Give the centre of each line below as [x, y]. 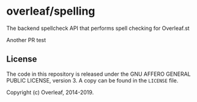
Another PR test [26, 40]
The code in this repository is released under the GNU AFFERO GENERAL [98, 74]
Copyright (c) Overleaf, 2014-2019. [50, 92]
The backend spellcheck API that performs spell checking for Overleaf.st [98, 28]
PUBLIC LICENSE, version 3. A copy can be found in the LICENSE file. [92, 80]
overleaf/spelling [51, 11]
